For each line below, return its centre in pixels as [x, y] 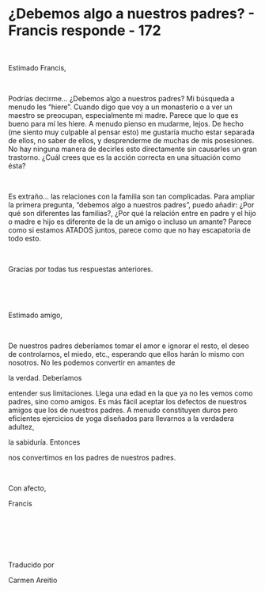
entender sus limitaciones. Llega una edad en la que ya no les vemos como [131, 393]
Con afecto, [27, 488]
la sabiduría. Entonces [44, 442]
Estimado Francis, [37, 67]
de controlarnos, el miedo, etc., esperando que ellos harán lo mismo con [126, 354]
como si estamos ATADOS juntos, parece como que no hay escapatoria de [130, 229]
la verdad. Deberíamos [45, 377]
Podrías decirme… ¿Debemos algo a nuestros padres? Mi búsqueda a [121, 98]
